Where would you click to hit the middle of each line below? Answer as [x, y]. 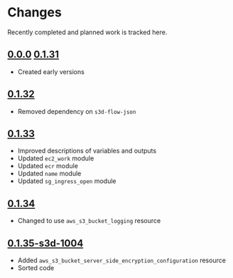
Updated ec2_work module [56, 158]
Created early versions [51, 71]
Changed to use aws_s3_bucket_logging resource [89, 221]
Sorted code [36, 268]
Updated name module [49, 174]
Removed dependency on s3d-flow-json [77, 111]
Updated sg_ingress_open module [67, 181]
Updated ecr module [48, 166]
